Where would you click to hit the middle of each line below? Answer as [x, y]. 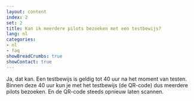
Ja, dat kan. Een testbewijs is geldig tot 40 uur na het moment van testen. [96, 79]
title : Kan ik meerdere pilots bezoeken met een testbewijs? [84, 28]
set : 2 [14, 23]
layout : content [26, 12]
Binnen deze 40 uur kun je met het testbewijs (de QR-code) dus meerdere [97, 85]
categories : [21, 39]
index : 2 [17, 17]
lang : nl [17, 34]
